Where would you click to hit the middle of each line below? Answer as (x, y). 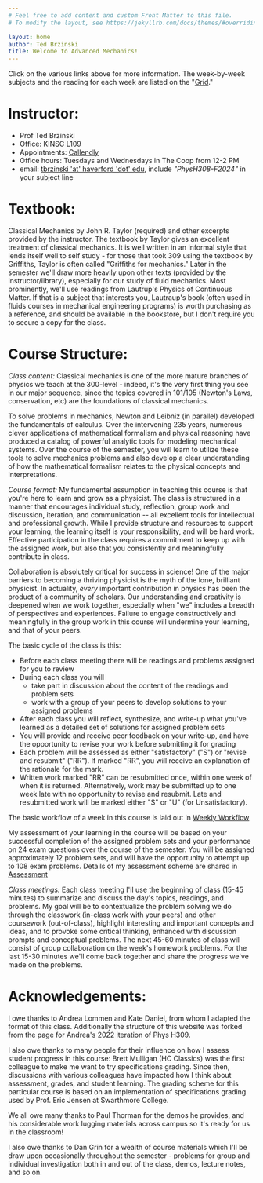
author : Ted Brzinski (43, 44)
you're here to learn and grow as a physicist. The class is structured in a (124, 498)
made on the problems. (46, 964)
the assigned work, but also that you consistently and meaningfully (116, 548)
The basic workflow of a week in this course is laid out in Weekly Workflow (129, 817)
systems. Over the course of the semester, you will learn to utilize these (123, 449)
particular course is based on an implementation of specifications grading (127, 1091)
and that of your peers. (45, 630)
